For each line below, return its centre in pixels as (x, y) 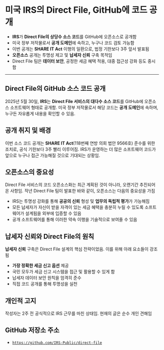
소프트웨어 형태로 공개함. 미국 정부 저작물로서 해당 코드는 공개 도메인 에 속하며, (84, 107)
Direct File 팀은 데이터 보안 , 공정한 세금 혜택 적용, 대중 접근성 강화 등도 (79, 61)
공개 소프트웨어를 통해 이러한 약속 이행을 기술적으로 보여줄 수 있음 (75, 220)
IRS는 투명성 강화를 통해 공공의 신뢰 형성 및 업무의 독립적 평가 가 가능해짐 (81, 201)
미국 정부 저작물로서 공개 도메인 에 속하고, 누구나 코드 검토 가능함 (73, 42)
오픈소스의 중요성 (30, 172)
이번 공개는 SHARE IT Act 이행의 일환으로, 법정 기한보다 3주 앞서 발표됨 (81, 49)
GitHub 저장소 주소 (32, 330)
